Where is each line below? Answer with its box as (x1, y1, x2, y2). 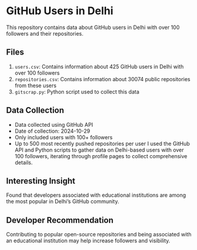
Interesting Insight (6, 176, 76, 186)
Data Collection (6, 105, 64, 116)
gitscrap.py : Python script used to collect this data (14, 88, 140, 95)
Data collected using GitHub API (14, 121, 93, 128)
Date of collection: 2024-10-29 (14, 127, 91, 134)
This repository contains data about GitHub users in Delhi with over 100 (6, 24, 180, 31)
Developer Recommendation (6, 215, 114, 225)
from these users (14, 82, 57, 89)
